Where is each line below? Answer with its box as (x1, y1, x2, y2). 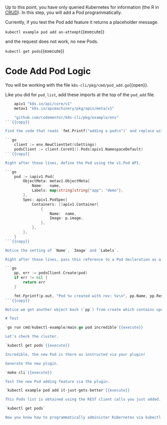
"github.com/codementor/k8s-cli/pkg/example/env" (14, 115, 119, 120)
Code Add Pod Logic (5, 66, 91, 77)
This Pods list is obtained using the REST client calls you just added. (5, 397, 162, 402)
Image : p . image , (49, 216, 83, 221)
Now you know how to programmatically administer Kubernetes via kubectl (5, 415, 162, 420)
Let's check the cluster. (5, 334, 59, 339)
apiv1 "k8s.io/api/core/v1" (14, 101, 72, 106)
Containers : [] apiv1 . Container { (31, 202, 99, 207)
